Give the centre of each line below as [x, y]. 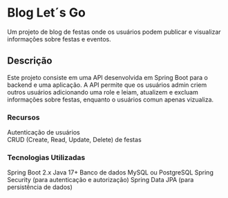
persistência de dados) [40, 187]
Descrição [30, 61]
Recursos [23, 117]
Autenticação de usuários [44, 132]
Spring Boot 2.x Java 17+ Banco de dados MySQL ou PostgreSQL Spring [111, 172]
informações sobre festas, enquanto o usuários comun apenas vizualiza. [111, 99]
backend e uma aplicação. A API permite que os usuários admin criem [107, 85]
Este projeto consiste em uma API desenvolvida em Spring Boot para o [108, 77]
